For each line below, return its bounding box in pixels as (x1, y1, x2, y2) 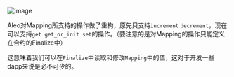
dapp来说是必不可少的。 (7, 62, 78, 70)
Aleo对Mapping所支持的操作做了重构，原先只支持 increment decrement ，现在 (7, 21, 228, 29)
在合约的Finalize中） (7, 38, 67, 47)
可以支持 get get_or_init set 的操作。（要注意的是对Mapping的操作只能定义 (7, 30, 225, 38)
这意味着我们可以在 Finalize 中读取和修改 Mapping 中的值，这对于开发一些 (7, 53, 215, 62)
